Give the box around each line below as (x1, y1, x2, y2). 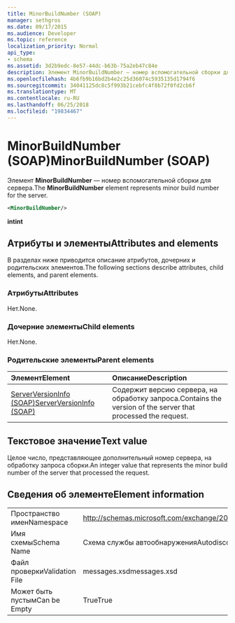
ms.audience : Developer (7, 29, 77, 37)
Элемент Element (10, 373, 71, 383)
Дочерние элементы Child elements (7, 321, 135, 331)
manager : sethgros (7, 17, 61, 24)
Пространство (10, 508, 60, 518)
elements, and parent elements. (7, 271, 99, 279)
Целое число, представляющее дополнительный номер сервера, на (7, 454, 212, 462)
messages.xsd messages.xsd (83, 566, 178, 576)
